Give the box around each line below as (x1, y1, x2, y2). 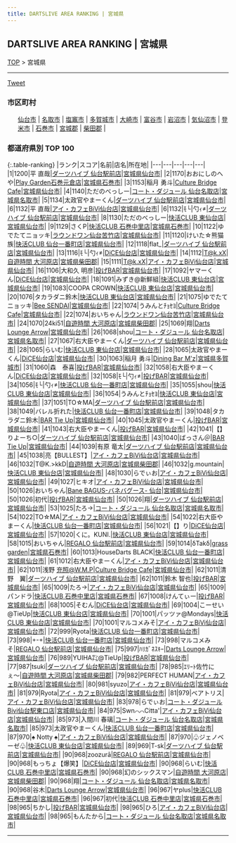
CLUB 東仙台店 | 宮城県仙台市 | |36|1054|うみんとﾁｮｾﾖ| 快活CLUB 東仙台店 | (7, 389, 218, 398)
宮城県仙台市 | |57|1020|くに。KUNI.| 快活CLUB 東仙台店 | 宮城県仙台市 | (7, 530, 209, 539)
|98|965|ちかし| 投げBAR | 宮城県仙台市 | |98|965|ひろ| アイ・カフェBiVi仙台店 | (7, 804, 228, 812)
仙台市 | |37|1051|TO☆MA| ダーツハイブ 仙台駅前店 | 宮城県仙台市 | (19, 399, 205, 407)
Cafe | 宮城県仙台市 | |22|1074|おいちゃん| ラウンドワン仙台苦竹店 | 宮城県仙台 (7, 311, 225, 319)
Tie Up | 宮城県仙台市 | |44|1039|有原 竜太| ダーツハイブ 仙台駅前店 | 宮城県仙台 (7, 442, 228, 451)
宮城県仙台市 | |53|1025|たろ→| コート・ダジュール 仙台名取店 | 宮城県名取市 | (7, 504, 224, 513)
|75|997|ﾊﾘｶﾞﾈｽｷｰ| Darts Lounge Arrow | (114, 645, 227, 654)
